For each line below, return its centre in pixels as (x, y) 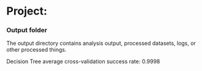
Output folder (27, 30)
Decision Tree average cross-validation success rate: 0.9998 (83, 61)
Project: (27, 11)
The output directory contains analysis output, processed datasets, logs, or (101, 43)
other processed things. (36, 50)
